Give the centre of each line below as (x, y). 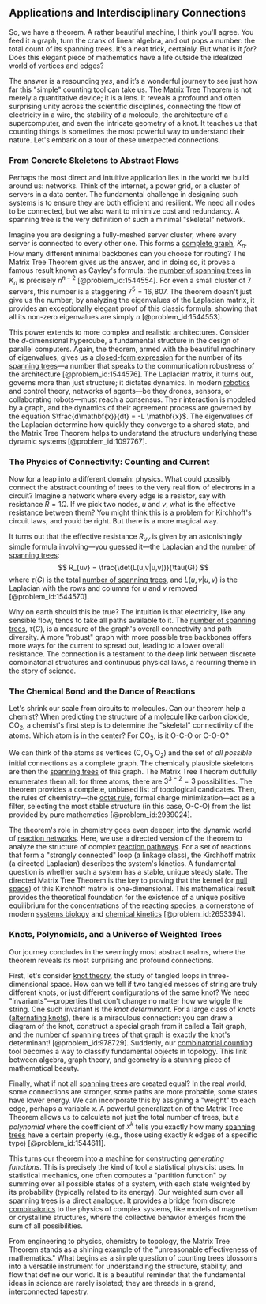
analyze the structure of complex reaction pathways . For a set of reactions (130, 847)
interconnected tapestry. (49, 1291)
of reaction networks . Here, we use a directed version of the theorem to (126, 838)
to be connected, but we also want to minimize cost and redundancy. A (124, 211)
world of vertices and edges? (56, 66)
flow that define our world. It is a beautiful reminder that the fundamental (127, 1275)
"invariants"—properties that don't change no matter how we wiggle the (126, 1000)
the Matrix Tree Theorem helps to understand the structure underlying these (133, 433)
